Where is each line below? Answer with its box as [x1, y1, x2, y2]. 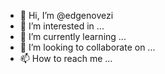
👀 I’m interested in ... [19, 20, 105, 32]
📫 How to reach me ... [19, 53, 113, 64]
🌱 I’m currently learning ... [19, 31, 127, 42]
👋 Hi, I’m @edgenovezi [19, 10, 114, 21]
